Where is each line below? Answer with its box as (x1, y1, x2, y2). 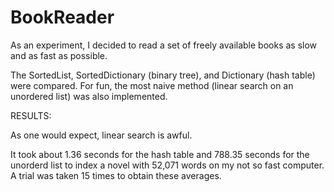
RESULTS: (10, 109, 52, 121)
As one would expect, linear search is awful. (10, 129, 193, 141)
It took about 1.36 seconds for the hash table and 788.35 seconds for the (10, 148, 310, 160)
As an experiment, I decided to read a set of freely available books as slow (10, 39, 318, 51)
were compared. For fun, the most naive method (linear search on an (10, 79, 294, 91)
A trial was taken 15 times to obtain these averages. (10, 169, 222, 181)
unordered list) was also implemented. (10, 90, 168, 102)
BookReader (10, 6, 115, 29)
